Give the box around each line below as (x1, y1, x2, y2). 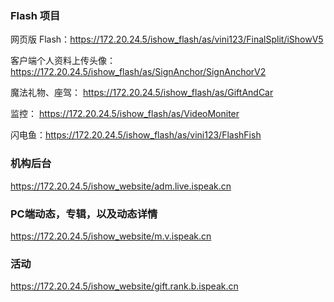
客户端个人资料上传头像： (10, 55, 116, 67)
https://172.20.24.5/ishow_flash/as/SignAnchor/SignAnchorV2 (10, 66, 267, 78)
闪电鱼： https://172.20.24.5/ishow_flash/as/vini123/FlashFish (10, 129, 262, 141)
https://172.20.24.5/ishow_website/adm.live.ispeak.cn (10, 180, 232, 192)
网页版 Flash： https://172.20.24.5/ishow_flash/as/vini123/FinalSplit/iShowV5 (10, 33, 324, 46)
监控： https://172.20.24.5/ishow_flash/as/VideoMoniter (10, 108, 240, 120)
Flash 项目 (10, 8, 61, 22)
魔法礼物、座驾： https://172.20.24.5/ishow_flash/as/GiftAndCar (10, 87, 274, 99)
